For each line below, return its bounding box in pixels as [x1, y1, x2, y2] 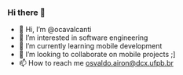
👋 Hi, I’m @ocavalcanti [18, 25, 92, 34]
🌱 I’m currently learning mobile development [18, 41, 163, 51]
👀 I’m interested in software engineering [18, 33, 148, 42]
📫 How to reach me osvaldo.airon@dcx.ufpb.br [18, 59, 174, 68]
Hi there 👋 [7, 7, 46, 18]
